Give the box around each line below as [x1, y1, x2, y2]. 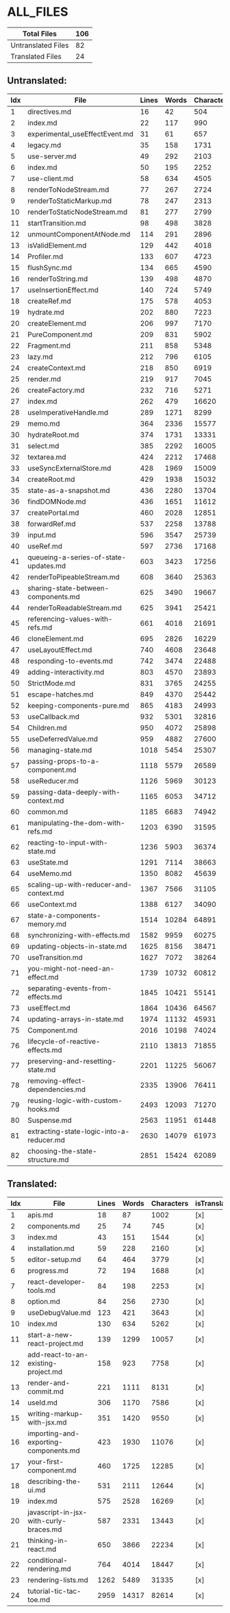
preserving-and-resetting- [27, 1056, 116, 1066]
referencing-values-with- [27, 614, 113, 624]
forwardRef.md [27, 519, 77, 529]
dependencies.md [27, 1084, 86, 1094]
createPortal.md [27, 508, 79, 518]
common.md [27, 807, 68, 816]
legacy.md [27, 140, 62, 149]
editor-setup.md [27, 1254, 81, 1264]
